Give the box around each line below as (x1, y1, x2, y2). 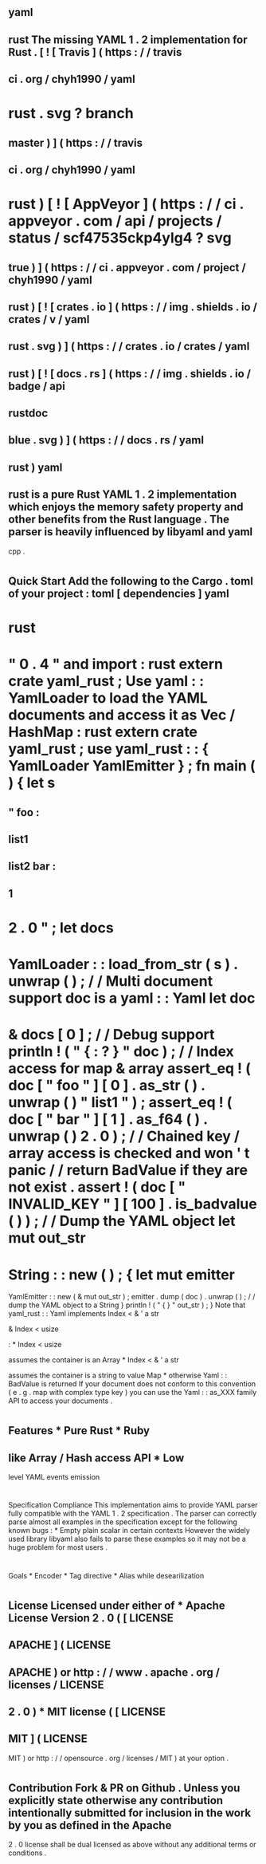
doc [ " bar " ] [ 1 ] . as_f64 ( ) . (8, 1110, 208, 1129)
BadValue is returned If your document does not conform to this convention (8, 1379, 256, 1389)
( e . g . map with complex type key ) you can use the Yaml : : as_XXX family (8, 1388, 257, 1397)
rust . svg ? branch (8, 104, 134, 123)
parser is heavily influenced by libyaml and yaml (8, 525, 253, 539)
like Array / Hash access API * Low (8, 1451, 185, 1464)
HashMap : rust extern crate (8, 723, 198, 741)
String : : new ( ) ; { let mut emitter (8, 1266, 235, 1283)
